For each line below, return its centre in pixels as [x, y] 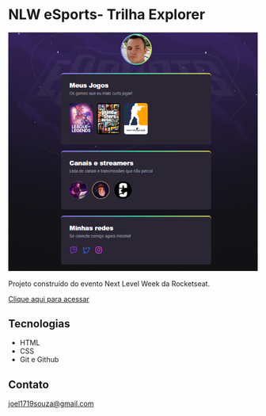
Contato [28, 385]
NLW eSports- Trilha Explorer [107, 15]
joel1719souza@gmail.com [51, 404]
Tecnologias [39, 324]
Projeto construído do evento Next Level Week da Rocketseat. [109, 284]
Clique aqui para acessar [49, 299]
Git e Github [39, 360]
